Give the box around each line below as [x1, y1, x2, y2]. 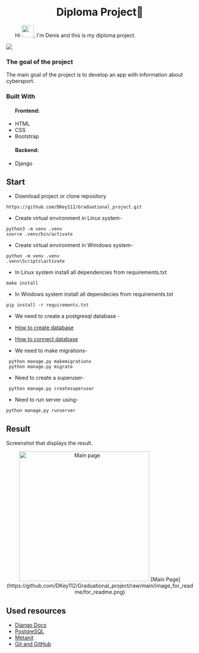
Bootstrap [14, 133, 39, 140]
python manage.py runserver [6, 408, 76, 414]
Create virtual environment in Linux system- [14, 214, 122, 222]
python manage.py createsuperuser [8, 386, 94, 392]
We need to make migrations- [14, 347, 88, 354]
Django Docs [14, 622, 47, 629]
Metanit [14, 634, 34, 641]
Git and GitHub [14, 641, 52, 647]
